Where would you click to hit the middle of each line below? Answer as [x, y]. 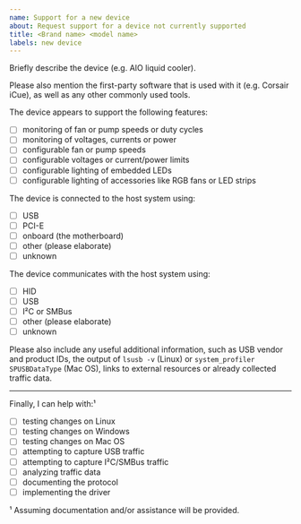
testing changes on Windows [76, 432]
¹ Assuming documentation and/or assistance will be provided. [125, 510]
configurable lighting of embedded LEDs [97, 170]
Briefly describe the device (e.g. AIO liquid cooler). [103, 68]
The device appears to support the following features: [109, 112]
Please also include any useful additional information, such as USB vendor [146, 349]
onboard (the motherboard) [73, 236]
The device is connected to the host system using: [102, 198]
